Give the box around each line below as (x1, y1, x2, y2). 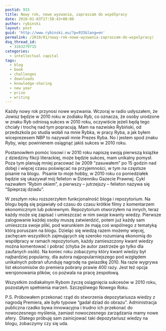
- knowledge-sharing (9, 81, 52, 86)
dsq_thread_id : (5, 40, 37, 45)
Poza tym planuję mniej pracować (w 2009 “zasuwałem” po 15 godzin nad (5, 160, 157, 166)
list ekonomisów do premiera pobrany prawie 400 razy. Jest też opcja (5, 265, 148, 271)
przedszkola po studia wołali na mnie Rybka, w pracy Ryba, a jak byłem (5, 129, 151, 135)
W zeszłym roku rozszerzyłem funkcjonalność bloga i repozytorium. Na (5, 196, 151, 202)
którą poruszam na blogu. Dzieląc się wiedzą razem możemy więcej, (5, 227, 145, 233)
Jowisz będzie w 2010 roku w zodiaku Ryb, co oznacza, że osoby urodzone (5, 113, 160, 119)
